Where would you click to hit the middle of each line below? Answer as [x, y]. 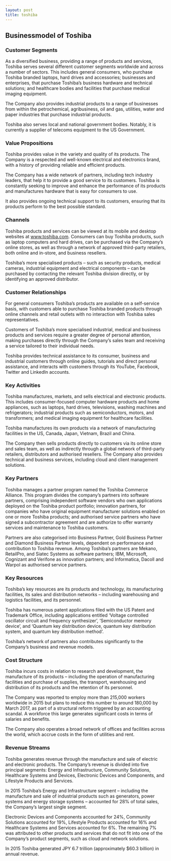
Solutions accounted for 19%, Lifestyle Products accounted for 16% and [81, 822]
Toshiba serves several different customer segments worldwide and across [84, 66]
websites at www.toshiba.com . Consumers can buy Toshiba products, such [85, 236]
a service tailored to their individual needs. [50, 346]
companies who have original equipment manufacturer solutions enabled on [85, 511]
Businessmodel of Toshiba [48, 36]
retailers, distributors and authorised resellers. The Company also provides [84, 454]
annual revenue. [22, 854]
